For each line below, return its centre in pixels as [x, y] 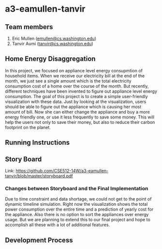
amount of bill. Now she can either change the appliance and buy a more [77, 112]
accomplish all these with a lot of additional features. [58, 225]
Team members [29, 27]
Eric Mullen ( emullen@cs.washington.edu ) [54, 38]
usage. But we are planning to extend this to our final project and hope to [78, 220]
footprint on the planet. [28, 127]
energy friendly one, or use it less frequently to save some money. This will [80, 117]
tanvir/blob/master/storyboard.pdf [39, 176]
